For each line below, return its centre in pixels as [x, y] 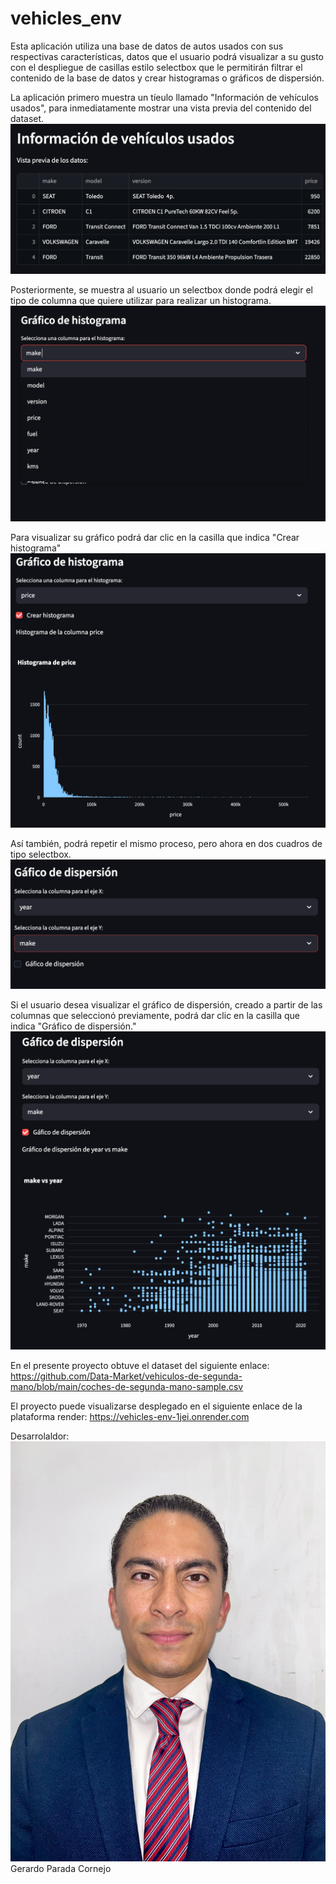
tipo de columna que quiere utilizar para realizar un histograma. [141, 300]
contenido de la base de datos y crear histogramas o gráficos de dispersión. [167, 78]
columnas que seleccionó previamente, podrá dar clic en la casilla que [155, 1016]
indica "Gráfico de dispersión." [73, 1026]
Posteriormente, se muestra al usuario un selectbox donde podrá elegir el [161, 289]
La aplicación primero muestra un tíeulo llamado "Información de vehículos [164, 97]
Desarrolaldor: [40, 1436]
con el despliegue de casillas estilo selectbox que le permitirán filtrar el [156, 67]
